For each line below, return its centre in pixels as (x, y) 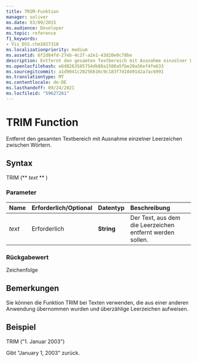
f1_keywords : (22, 39)
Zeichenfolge (22, 270)
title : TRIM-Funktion (33, 11)
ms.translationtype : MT (35, 77)
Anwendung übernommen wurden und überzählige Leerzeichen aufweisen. (97, 309)
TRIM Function (42, 122)
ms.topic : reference (31, 33)
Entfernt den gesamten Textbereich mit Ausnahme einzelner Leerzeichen (94, 138)
